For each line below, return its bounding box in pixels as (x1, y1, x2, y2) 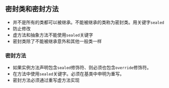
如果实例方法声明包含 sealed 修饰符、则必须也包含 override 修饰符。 (12, 65, 152, 71)
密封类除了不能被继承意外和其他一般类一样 (12, 38, 102, 44)
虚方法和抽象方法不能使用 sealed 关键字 (12, 32, 93, 38)
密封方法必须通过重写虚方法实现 (12, 77, 80, 83)
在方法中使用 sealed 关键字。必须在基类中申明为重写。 (12, 71, 124, 77)
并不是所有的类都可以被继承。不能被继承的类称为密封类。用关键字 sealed (12, 19, 164, 25)
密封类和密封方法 (5, 5, 59, 14)
